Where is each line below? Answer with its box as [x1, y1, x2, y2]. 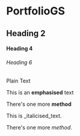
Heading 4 [6, 45, 33, 52]
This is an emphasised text [6, 89, 74, 96]
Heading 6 [6, 58, 32, 66]
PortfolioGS [6, 4, 65, 18]
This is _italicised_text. [6, 113, 62, 120]
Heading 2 [6, 28, 46, 39]
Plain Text [6, 77, 31, 85]
